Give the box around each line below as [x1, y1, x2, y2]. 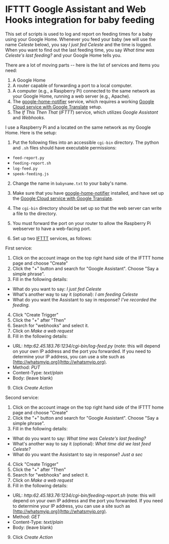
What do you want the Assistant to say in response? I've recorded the [12, 296, 157, 302]
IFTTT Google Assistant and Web [5, 4, 146, 15]
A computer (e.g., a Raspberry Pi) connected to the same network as [12, 88, 155, 94]
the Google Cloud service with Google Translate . [12, 195, 114, 201]
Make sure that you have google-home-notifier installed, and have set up [12, 190, 164, 196]
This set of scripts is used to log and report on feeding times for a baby [5, 31, 153, 37]
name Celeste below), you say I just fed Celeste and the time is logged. [5, 41, 152, 47]
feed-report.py [12, 155, 45, 161]
